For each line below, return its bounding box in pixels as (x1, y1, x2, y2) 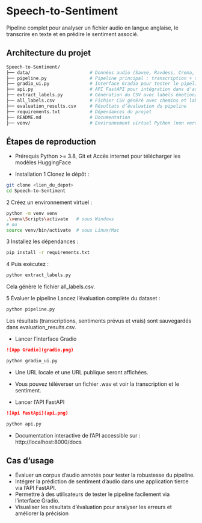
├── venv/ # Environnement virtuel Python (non (6, 120, 185, 126)
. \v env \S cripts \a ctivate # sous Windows (6, 215, 114, 222)
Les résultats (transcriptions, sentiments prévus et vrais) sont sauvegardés (6, 317, 192, 324)
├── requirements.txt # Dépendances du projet (6, 108, 152, 115)
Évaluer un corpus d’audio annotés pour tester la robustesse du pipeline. (14, 471, 195, 479)
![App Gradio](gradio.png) (6, 347, 74, 353)
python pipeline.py (6, 306, 55, 312)
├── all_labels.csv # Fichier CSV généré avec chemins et (6, 97, 187, 104)
